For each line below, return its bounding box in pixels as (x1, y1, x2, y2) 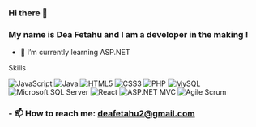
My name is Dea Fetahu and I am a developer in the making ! (8, 28, 249, 40)
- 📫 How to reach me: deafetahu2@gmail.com (8, 108, 196, 120)
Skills (8, 63, 27, 73)
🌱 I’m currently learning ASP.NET (19, 48, 130, 57)
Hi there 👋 (8, 7, 49, 19)
